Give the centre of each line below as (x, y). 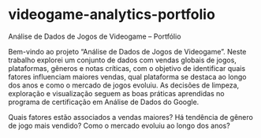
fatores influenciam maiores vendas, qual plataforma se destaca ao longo (127, 76)
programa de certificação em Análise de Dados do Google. (104, 102)
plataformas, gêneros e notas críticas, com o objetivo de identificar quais (127, 68)
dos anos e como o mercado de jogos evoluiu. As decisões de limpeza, (124, 85)
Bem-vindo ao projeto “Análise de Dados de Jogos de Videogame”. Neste (127, 51)
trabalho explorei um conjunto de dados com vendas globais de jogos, (122, 60)
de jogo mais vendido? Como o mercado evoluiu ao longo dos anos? (119, 125)
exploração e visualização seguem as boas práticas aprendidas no (116, 93)
